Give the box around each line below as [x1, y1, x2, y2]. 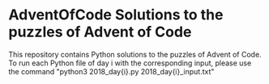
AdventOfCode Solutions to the [8, 6, 224, 24]
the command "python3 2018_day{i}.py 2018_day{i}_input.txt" [8, 66, 215, 76]
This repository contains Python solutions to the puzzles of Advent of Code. [8, 49, 262, 59]
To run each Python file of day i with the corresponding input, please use [8, 58, 252, 68]
